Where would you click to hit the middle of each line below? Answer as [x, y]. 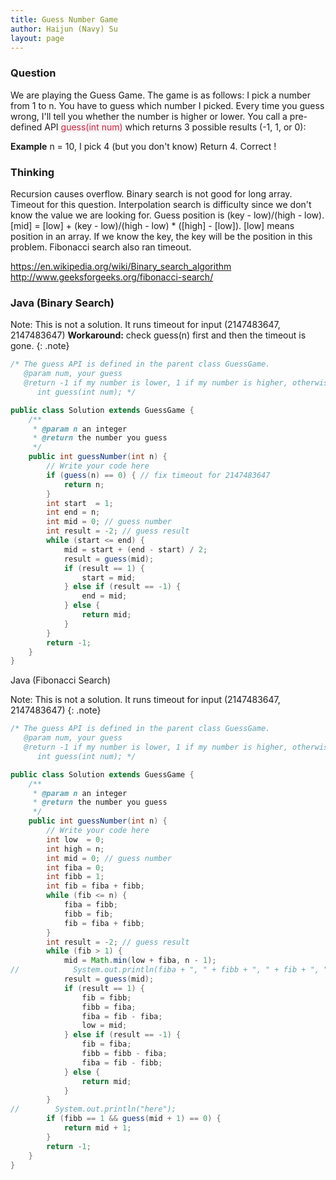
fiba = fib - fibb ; [122, 1062]
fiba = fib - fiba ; [122, 1016]
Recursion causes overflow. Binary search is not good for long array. [151, 193]
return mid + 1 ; [97, 1128]
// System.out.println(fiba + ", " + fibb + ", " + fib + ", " [169, 970]
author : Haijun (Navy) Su [64, 29]
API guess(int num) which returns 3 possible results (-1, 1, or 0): [175, 127]
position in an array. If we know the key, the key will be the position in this [161, 236]
